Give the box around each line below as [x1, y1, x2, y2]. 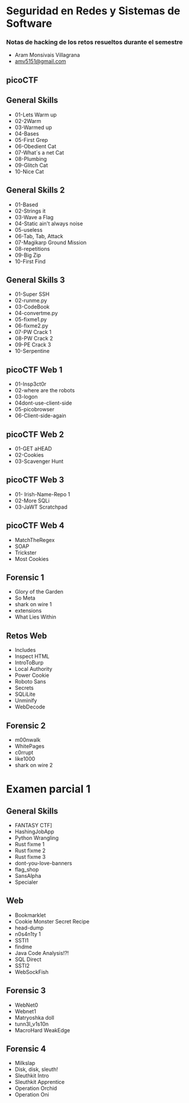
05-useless [14, 226, 43, 233]
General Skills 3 [6, 275, 65, 285]
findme [14, 943, 33, 950]
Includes [14, 647, 36, 654]
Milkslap [14, 1060, 36, 1067]
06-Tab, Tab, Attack [14, 232, 63, 239]
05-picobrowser [14, 406, 55, 413]
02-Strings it [14, 207, 46, 215]
